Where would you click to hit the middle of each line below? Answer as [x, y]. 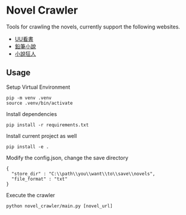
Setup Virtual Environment [38, 87]
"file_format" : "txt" [40, 179]
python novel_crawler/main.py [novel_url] [59, 206]
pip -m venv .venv [29, 98]
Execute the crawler [31, 195]
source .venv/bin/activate [40, 103]
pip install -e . [28, 147]
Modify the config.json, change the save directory [67, 158]
